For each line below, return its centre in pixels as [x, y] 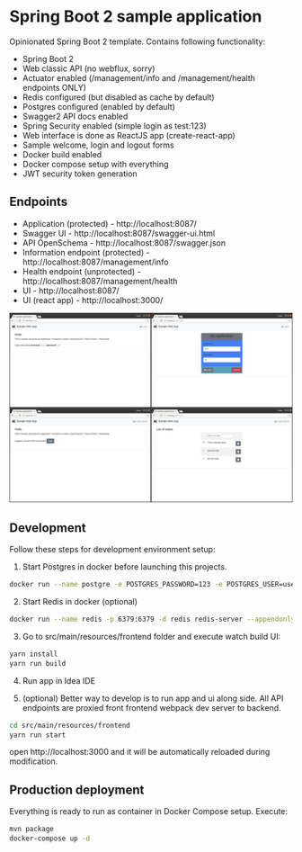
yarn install [34, 654]
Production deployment [77, 789]
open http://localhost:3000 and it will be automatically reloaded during [140, 752]
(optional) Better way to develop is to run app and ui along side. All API [153, 698]
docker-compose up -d [50, 839]
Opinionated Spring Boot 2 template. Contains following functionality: [138, 41]
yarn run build [38, 663]
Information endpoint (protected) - [86, 252]
